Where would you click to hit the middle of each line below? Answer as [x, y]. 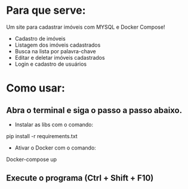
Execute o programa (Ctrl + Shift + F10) [80, 178]
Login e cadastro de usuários [51, 64]
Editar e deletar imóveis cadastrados [60, 57]
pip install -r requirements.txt [42, 136]
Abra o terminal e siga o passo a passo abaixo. [94, 110]
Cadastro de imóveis [40, 38]
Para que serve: [46, 10]
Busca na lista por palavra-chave [56, 51]
